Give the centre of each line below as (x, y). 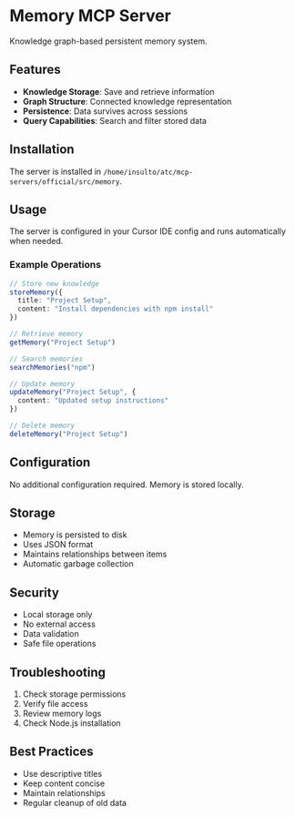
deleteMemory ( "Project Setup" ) (69, 434)
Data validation (51, 634)
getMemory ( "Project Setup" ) (63, 342)
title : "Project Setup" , (65, 301)
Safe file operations (59, 644)
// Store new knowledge (55, 283)
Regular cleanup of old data (75, 802)
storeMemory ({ (36, 292)
